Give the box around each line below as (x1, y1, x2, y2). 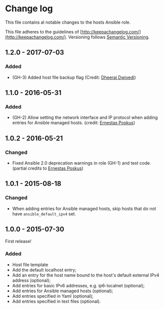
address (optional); (12, 277, 51, 283)
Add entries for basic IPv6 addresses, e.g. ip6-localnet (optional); (12, 282, 145, 288)
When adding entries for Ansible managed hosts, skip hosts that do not (12, 206, 156, 211)
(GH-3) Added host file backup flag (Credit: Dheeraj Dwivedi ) (12, 74, 136, 80)
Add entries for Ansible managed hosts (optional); (12, 288, 113, 294)
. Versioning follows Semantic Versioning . (65, 34, 150, 40)
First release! (5, 238, 32, 244)
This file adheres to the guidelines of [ (5, 29, 82, 34)
